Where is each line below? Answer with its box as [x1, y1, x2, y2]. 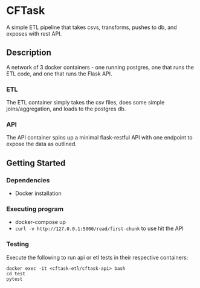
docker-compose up [15, 219, 66, 226]
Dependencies [6, 176, 50, 184]
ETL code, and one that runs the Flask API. [6, 70, 113, 77]
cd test [6, 270, 26, 277]
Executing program [6, 205, 64, 213]
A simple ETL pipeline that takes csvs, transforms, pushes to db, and [6, 24, 177, 31]
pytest [6, 276, 23, 282]
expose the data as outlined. [6, 140, 77, 148]
